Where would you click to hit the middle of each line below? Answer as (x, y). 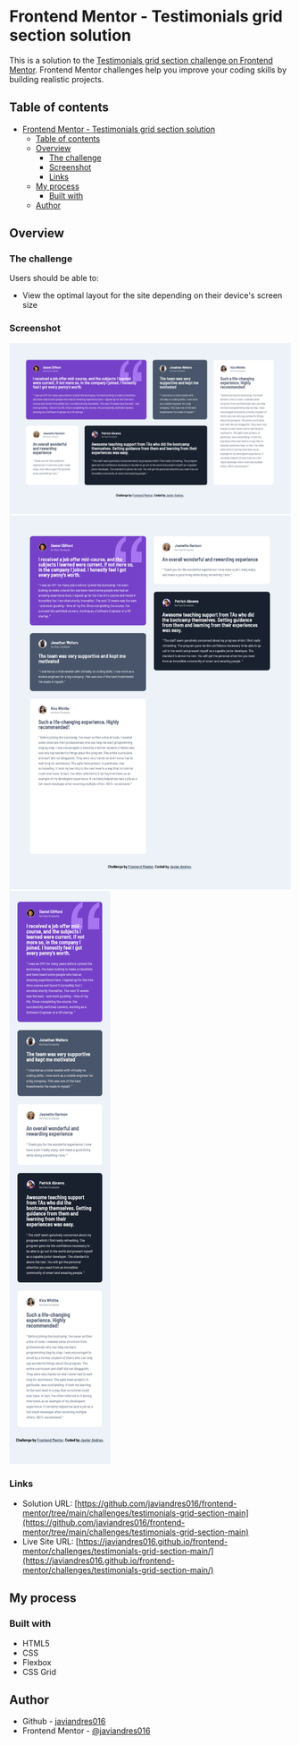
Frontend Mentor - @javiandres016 (86, 1731)
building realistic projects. (57, 79)
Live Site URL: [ (50, 1541)
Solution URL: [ (50, 1503)
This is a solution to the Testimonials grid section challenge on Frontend (141, 60)
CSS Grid (39, 1672)
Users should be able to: (54, 278)
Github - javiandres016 (64, 1722)
